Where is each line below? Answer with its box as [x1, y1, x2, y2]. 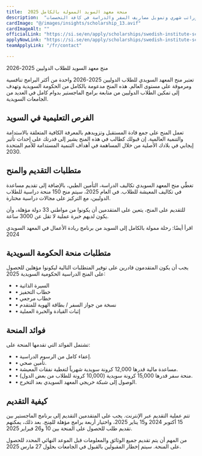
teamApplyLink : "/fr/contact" [6, 43, 82, 49]
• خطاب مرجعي [14, 295, 52, 302]
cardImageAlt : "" [6, 25, 50, 32]
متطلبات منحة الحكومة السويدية [6, 248, 111, 258]
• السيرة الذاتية [14, 282, 50, 290]
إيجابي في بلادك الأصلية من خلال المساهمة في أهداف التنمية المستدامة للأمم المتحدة [6, 141, 194, 148]
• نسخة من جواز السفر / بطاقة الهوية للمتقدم [14, 301, 117, 308]
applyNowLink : [6, 37, 42, 43]
